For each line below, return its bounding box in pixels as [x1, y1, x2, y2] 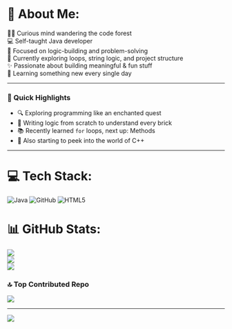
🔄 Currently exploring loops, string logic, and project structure [7, 54, 184, 62]
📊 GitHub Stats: [7, 221, 101, 237]
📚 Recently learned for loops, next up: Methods [17, 127, 155, 135]
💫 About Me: [7, 6, 80, 22]
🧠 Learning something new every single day [7, 69, 133, 77]
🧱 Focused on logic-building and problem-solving [7, 46, 148, 54]
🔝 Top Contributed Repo [7, 279, 90, 289]
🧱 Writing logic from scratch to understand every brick [17, 119, 173, 127]
